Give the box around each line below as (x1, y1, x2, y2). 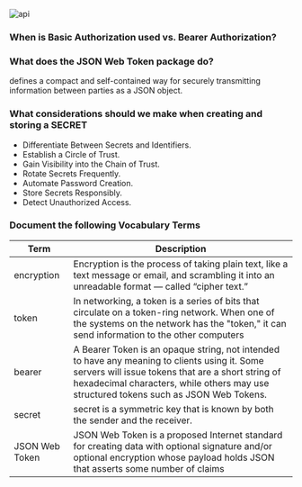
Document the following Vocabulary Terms (9, 219, 200, 231)
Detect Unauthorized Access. (22, 196, 132, 207)
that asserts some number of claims (73, 462, 225, 474)
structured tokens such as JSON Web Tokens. (73, 388, 268, 401)
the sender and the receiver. (73, 414, 193, 427)
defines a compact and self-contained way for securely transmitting (9, 76, 261, 86)
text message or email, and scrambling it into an (73, 268, 276, 281)
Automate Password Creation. (22, 177, 134, 188)
